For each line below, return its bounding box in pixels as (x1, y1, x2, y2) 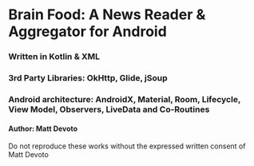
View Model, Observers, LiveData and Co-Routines (8, 104, 210, 115)
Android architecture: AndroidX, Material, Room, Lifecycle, (8, 93, 241, 105)
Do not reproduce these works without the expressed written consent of (8, 141, 246, 151)
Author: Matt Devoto (8, 124, 78, 133)
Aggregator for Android (8, 22, 168, 41)
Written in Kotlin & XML (8, 51, 101, 62)
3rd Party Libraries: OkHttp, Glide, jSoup (8, 73, 168, 84)
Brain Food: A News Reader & (8, 6, 206, 24)
